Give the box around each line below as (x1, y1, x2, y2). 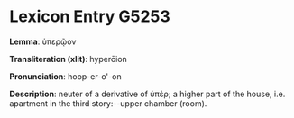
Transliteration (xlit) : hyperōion (9, 53, 128, 64)
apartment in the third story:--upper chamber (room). (9, 97, 207, 109)
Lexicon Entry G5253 (9, 6, 171, 27)
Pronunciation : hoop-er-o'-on (9, 70, 122, 82)
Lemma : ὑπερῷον (9, 36, 77, 47)
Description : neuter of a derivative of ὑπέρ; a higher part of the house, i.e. (9, 88, 286, 99)
